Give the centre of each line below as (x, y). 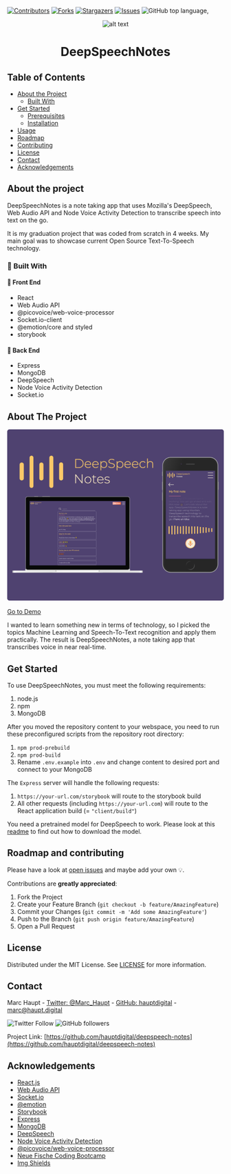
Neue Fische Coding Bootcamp (61, 1156)
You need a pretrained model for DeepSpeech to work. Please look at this (111, 824)
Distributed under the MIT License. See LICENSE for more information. (107, 964)
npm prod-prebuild (43, 748)
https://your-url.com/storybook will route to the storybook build (109, 796)
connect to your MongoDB (55, 769)
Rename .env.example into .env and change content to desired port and (118, 762)
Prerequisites (46, 116)
